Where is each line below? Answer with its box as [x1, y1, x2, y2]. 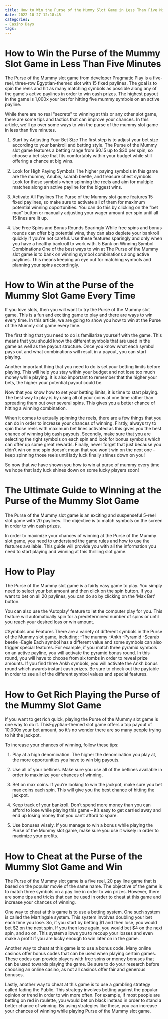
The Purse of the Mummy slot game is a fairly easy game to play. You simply [5, 582, 162, 588]
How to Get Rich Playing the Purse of [5, 689, 161, 700]
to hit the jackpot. [5, 732, 41, 738]
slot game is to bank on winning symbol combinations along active [12, 251, 149, 257]
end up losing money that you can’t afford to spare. [12, 812, 118, 818]
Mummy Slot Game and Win [5, 861, 123, 873]
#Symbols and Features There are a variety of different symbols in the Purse [5, 628, 163, 634]
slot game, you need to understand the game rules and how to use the [5, 538, 150, 544]
